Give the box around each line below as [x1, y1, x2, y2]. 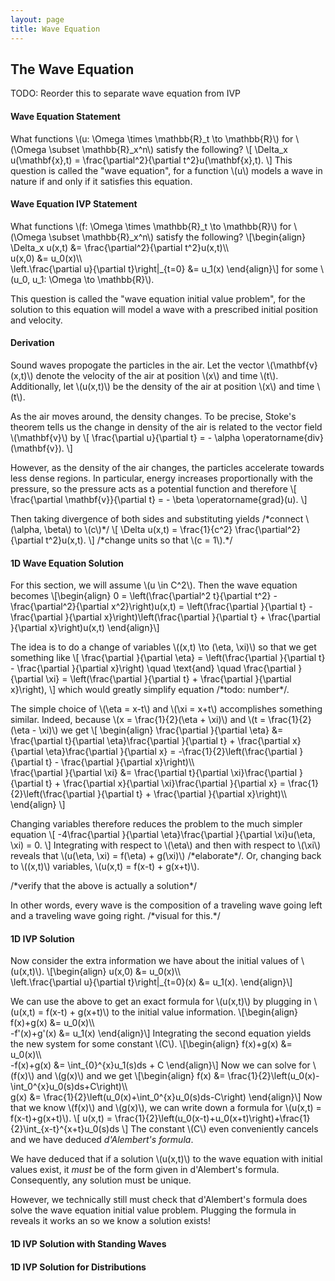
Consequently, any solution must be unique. [10, 1174, 192, 1186]
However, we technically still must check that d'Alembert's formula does [10, 1194, 308, 1206]
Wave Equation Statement [10, 110, 121, 122]
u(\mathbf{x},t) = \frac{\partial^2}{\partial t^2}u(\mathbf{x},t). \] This [10, 154, 293, 166]
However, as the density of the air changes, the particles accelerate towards [10, 461, 325, 473]
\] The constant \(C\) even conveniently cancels [121, 1123, 319, 1135]
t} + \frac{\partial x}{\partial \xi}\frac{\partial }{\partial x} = [45, 777, 286, 790]
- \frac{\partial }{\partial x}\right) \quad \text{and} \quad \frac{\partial [10, 662, 297, 675]
